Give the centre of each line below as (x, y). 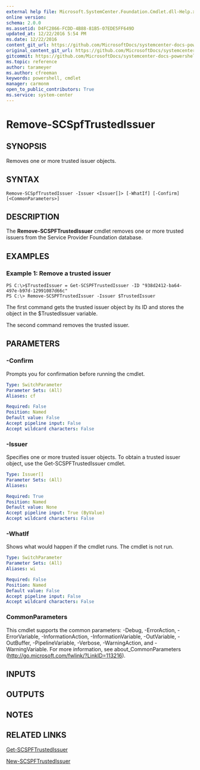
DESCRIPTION (33, 216)
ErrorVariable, (23, 636)
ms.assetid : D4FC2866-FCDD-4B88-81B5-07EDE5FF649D (70, 28)
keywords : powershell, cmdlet (44, 78)
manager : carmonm (28, 84)
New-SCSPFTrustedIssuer (38, 761)
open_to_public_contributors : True (50, 90)
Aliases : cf (21, 396)
